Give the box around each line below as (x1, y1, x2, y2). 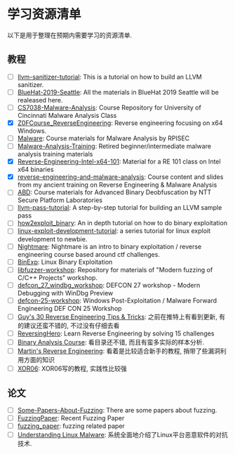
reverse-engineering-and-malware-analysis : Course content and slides (17, 173, 224, 181)
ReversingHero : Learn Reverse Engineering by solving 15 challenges (17, 329, 215, 338)
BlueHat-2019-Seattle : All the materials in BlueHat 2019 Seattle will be (17, 88, 219, 96)
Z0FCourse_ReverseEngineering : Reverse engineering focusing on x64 (17, 119, 223, 127)
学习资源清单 (7, 6, 82, 22)
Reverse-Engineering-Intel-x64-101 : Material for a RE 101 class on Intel (17, 157, 221, 166)
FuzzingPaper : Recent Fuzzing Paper (17, 414, 125, 422)
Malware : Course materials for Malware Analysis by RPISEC (17, 134, 190, 142)
